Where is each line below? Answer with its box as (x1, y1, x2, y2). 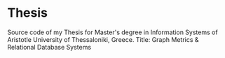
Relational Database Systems (7, 43, 92, 51)
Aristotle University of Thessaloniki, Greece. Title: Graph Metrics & (7, 35, 199, 43)
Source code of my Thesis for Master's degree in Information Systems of (7, 28, 219, 36)
